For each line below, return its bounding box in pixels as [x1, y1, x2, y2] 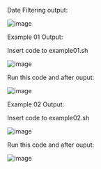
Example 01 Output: [7, 33, 63, 41]
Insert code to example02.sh [7, 114, 90, 122]
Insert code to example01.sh [7, 47, 88, 54]
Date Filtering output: [7, 6, 68, 14]
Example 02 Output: [7, 100, 65, 108]
